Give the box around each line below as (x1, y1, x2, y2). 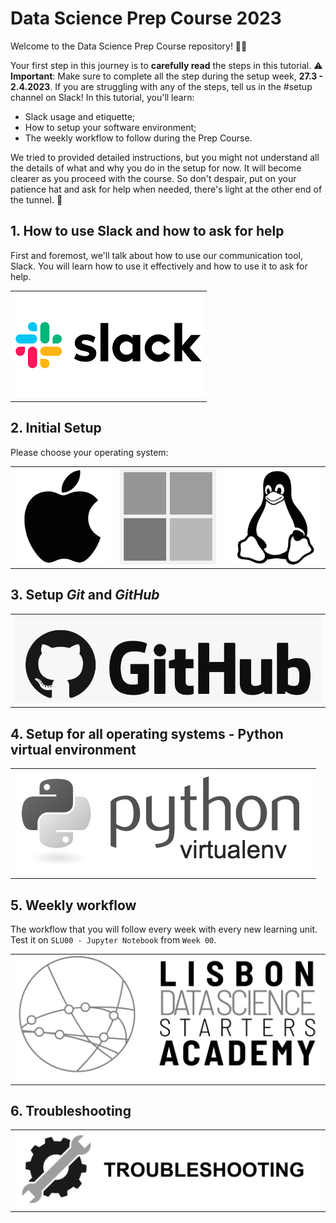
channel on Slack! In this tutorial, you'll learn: (10, 91, 195, 103)
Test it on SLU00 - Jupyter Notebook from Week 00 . (10, 934, 217, 946)
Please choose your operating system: (10, 446, 169, 458)
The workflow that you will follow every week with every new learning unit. (10, 923, 318, 936)
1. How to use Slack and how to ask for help (10, 223, 285, 240)
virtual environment (10, 741, 137, 758)
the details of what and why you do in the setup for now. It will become (10, 162, 302, 174)
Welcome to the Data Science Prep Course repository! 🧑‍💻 (10, 40, 248, 52)
